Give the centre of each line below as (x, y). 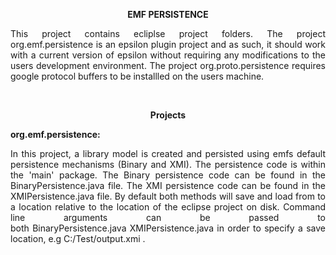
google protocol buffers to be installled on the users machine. (137, 76)
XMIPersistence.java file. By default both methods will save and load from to (168, 196)
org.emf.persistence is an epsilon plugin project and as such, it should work (168, 44)
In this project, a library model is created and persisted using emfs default (168, 153)
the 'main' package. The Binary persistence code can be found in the (168, 175)
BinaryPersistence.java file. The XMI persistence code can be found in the (168, 185)
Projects (168, 115)
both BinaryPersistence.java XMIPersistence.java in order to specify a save (168, 228)
